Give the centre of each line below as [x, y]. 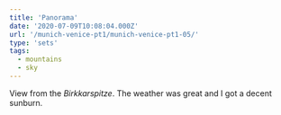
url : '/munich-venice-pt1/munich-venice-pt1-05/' [104, 34]
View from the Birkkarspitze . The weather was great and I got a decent [140, 93]
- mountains [40, 59]
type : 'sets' [34, 43]
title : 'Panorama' [44, 18]
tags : [19, 51]
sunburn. [26, 102]
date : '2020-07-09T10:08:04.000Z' [74, 26]
